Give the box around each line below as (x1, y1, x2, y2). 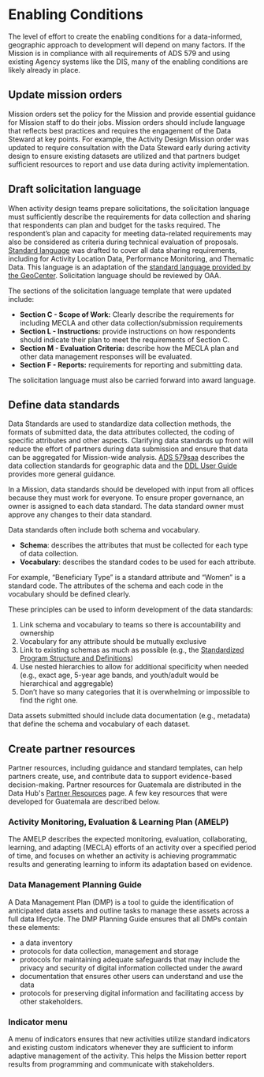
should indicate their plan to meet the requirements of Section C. (19, 334, 230, 345)
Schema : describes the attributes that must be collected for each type (19, 540, 248, 550)
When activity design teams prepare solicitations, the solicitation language (8, 203, 250, 213)
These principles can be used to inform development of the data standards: (8, 604, 254, 614)
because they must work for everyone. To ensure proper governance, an (8, 493, 244, 503)
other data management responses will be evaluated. (19, 352, 192, 361)
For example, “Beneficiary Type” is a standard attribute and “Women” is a (8, 573, 246, 582)
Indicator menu (8, 1016, 69, 1027)
